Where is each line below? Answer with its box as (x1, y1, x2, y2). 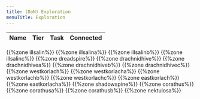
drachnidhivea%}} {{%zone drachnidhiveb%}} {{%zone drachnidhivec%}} (6, 61, 190, 68)
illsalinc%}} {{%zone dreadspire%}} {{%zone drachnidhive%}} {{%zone (6, 55, 184, 62)
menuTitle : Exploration (6, 14, 66, 20)
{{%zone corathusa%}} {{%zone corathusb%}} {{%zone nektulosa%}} (6, 86, 181, 94)
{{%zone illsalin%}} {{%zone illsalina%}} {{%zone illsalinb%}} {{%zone (6, 49, 183, 56)
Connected (69, 34, 102, 42)
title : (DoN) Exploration (6, 8, 71, 15)
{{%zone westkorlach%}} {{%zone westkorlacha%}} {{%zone (6, 67, 160, 75)
